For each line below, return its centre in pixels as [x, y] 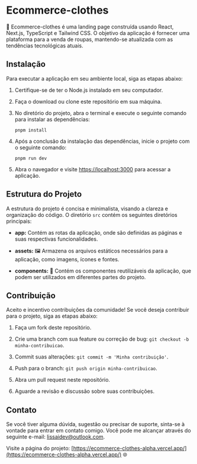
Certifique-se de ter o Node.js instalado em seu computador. [89, 90]
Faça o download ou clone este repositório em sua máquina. [88, 101]
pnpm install [31, 130]
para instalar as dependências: [52, 119]
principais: [19, 221]
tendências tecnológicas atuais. [45, 46]
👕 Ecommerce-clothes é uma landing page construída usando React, [90, 27]
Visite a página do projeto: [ [40, 449]
